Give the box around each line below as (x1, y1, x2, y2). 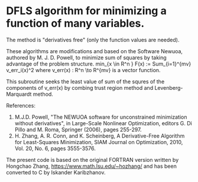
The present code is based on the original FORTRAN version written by (6, 156, 179, 163)
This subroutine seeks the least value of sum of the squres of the (6, 78, 165, 85)
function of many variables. (6, 17, 145, 30)
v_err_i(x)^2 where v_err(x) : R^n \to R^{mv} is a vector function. (6, 66, 161, 73)
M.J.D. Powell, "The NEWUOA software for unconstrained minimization (14, 113, 187, 121)
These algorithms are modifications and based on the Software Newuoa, (6, 47, 183, 54)
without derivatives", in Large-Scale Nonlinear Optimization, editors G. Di (14, 119, 192, 126)
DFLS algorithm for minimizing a (6, 4, 167, 18)
